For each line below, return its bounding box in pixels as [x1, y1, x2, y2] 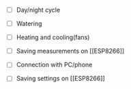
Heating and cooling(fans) [16, 34, 90, 42]
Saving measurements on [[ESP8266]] [16, 47, 125, 55]
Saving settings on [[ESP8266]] [16, 75, 105, 83]
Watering [16, 20, 42, 28]
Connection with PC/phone [16, 61, 93, 69]
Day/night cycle [16, 6, 61, 14]
